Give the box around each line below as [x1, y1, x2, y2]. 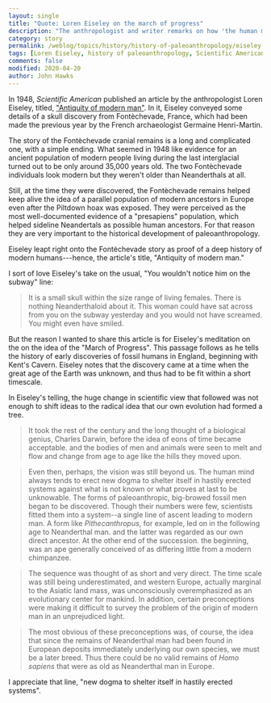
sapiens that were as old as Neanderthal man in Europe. [27, 661, 215, 671]
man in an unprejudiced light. [27, 611, 125, 621]
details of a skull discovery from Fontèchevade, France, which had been [8, 111, 248, 121]
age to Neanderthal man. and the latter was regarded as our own [27, 527, 244, 537]
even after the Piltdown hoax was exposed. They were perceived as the [8, 203, 246, 213]
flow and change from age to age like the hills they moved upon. [27, 451, 242, 461]
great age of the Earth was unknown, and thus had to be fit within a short [8, 368, 252, 378]
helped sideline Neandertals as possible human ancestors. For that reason [8, 220, 256, 229]
